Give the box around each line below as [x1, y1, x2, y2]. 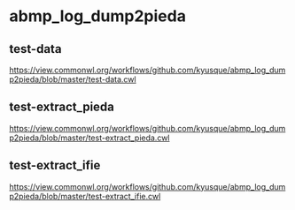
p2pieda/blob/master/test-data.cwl [9, 74, 136, 85]
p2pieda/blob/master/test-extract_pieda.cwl [9, 132, 170, 143]
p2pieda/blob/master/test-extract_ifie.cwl [9, 191, 161, 201]
